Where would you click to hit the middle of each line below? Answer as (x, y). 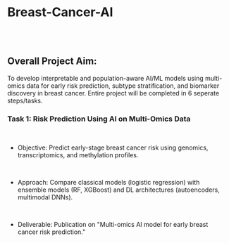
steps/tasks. (25, 100)
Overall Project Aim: (52, 61)
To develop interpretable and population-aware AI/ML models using (105, 78)
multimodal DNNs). (45, 197)
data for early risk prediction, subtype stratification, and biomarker (123, 86)
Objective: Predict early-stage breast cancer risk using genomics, (113, 147)
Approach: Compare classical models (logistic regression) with (109, 183)
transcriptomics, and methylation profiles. (78, 155)
